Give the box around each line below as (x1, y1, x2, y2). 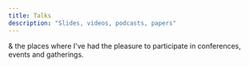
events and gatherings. (8, 49, 84, 59)
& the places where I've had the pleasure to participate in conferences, (8, 41, 242, 50)
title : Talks (8, 11, 52, 20)
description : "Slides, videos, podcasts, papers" (8, 19, 177, 27)
